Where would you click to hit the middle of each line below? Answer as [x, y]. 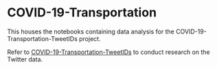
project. [90, 38]
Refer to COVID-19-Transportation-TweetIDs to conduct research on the [109, 52]
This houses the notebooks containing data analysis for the [91, 31]
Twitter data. [25, 59]
